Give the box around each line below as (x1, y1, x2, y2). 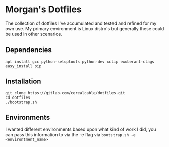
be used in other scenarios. (5, 31, 62, 37)
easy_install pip (5, 63, 42, 69)
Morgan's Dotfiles (5, 4, 82, 15)
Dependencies (5, 45, 52, 54)
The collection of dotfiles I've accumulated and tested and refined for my (5, 20, 157, 26)
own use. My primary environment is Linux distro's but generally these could (5, 25, 164, 31)
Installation (5, 77, 41, 86)
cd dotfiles (5, 95, 30, 100)
